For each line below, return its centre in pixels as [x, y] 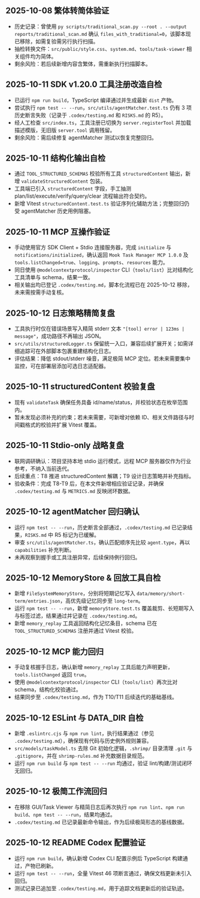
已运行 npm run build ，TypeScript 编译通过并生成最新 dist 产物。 [96, 100]
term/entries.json [37, 601]
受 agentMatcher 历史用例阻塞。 [54, 211]
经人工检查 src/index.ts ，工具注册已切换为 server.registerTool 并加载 [103, 122]
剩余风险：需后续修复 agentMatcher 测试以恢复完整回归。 [85, 137]
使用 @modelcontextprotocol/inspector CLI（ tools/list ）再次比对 [96, 682]
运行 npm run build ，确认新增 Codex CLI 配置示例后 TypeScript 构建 [99, 858]
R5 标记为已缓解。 [77, 534]
